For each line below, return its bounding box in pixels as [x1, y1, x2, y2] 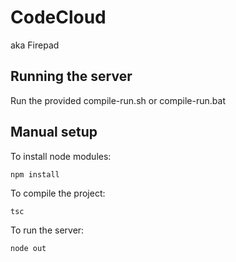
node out [10, 243, 47, 253]
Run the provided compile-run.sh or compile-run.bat [10, 94, 226, 106]
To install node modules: [10, 150, 112, 162]
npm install [10, 169, 60, 180]
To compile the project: [10, 187, 106, 199]
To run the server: [10, 224, 85, 236]
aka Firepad [10, 39, 60, 51]
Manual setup [10, 124, 98, 141]
